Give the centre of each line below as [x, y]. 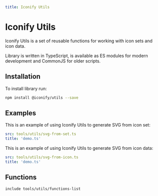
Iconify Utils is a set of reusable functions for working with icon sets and [79, 41]
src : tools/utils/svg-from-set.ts [41, 134]
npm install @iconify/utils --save [42, 98]
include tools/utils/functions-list [43, 189]
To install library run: [26, 88]
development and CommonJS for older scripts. [53, 61]
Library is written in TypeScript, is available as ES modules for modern [77, 56]
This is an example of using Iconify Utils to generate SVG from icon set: [78, 125]
